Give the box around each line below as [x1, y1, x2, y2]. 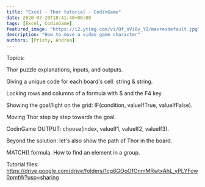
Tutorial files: [6, 161, 39, 168]
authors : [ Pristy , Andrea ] [6, 37, 75, 43]
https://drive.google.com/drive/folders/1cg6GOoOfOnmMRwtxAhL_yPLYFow [6, 167, 198, 174]
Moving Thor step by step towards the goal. [6, 114, 117, 120]
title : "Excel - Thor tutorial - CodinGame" [6, 9, 121, 15]
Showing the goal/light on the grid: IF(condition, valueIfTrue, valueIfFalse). [6, 101, 193, 109]
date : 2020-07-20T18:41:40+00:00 [6, 15, 92, 21]
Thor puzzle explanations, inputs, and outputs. [6, 66, 123, 73]
